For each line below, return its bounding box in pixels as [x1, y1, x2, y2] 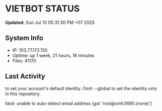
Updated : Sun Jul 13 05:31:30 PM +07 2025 [5, 19, 95, 25]
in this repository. [5, 91, 41, 97]
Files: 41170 [12, 58, 36, 64]
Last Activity [5, 72, 46, 81]
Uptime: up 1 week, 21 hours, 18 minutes [12, 52, 95, 58]
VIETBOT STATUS [5, 3, 80, 14]
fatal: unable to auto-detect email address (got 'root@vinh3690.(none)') [5, 100, 153, 106]
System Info [5, 34, 44, 42]
